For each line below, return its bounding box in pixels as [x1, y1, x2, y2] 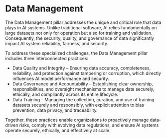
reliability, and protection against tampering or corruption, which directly [12, 70, 161, 76]
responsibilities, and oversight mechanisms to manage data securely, [12, 86, 155, 92]
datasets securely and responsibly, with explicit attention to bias [12, 102, 145, 108]
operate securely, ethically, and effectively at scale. [5, 127, 111, 133]
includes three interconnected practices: [5, 55, 89, 61]
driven [5, 122, 18, 128]
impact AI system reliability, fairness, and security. [5, 40, 109, 46]
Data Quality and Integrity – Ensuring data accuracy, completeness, [12, 65, 151, 71]
